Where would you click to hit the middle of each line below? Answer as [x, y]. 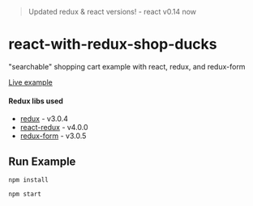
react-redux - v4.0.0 [54, 128]
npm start [25, 194]
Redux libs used [36, 101]
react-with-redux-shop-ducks [113, 44]
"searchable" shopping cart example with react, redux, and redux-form [127, 66]
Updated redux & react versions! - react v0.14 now [112, 12]
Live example [30, 82]
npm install [28, 180]
